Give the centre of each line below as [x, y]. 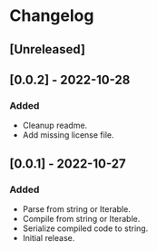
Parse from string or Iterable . [77, 208]
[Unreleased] [48, 49]
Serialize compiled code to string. [85, 228]
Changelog [52, 16]
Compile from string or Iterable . [81, 218]
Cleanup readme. [55, 125]
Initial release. [49, 237]
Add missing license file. [69, 135]
